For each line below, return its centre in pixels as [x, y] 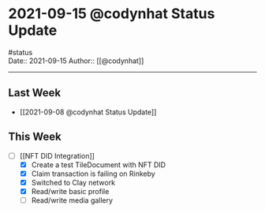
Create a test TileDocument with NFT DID [99, 164]
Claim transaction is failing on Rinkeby [93, 174]
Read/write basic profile [70, 191]
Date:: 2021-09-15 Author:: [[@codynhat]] [76, 61]
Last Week [35, 93]
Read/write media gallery [72, 200]
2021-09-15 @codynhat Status [112, 14]
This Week [35, 137]
